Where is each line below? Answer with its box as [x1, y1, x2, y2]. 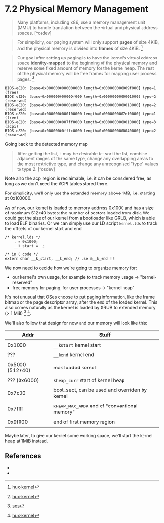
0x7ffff [7, 406, 23, 412]
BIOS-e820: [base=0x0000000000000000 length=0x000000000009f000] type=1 [5, 86, 156, 91]
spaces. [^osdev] [17, 30, 52, 36]
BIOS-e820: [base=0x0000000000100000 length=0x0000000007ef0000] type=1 [5, 111, 156, 116]
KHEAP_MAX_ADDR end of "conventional [53, 402, 138, 409]
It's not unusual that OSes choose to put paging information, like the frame [5, 294, 155, 300]
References [5, 452, 41, 460]
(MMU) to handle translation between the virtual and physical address [17, 24, 158, 30]
